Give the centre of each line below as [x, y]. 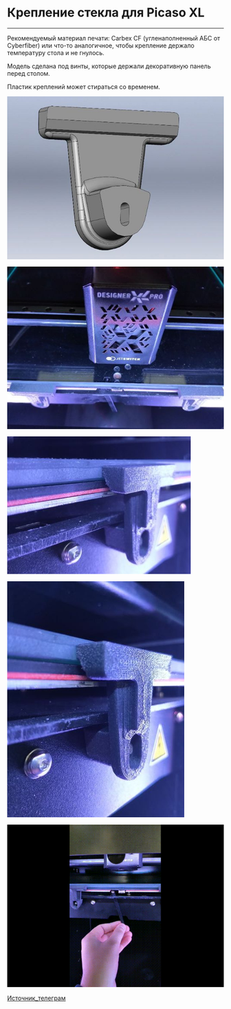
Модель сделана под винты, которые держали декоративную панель [109, 66]
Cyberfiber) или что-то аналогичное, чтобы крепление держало [101, 45]
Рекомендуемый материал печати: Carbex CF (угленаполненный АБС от [114, 38]
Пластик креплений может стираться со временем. [84, 87]
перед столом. [29, 73]
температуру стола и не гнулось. [56, 52]
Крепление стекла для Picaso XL [106, 13]
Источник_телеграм [37, 998]
